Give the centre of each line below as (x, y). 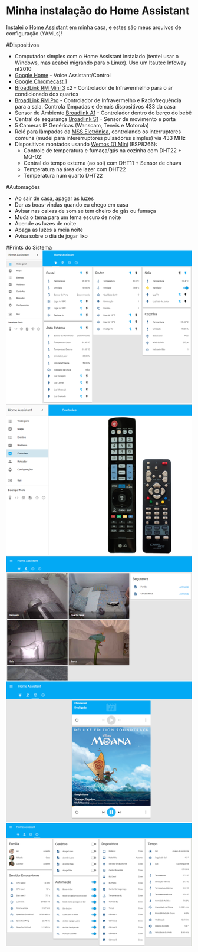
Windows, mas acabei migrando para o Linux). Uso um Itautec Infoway (100, 63)
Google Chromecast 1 (41, 81)
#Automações (23, 187)
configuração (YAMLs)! (34, 33)
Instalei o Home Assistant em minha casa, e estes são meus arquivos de (94, 27)
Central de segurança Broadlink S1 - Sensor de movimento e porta (95, 119)
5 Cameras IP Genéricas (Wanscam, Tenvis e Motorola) (82, 125)
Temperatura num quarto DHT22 (63, 175)
